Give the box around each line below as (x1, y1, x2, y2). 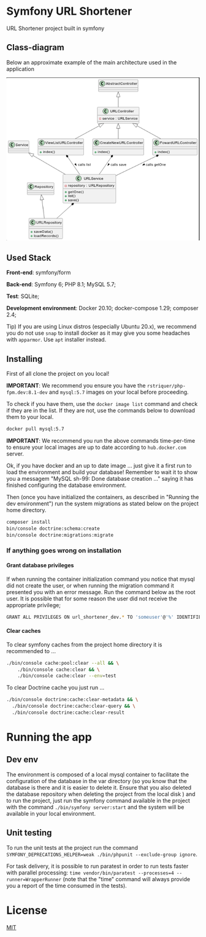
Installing (6, 354, 43, 364)
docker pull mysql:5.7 (6, 426, 64, 432)
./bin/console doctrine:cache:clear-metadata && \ (6, 697, 139, 703)
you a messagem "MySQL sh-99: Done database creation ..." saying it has (6, 475, 194, 482)
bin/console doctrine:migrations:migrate (6, 532, 114, 538)
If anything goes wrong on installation (6, 546, 121, 555)
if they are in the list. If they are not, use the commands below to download (6, 407, 195, 414)
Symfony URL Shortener (6, 4, 132, 18)
